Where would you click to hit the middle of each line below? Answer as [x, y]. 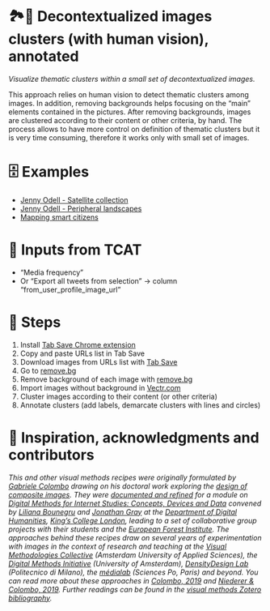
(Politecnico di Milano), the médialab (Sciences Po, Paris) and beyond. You [133, 572]
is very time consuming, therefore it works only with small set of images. [129, 137]
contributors [51, 455]
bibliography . [30, 598]
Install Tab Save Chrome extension [78, 344]
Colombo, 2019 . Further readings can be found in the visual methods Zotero [135, 589]
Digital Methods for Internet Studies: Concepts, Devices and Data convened [135, 503]
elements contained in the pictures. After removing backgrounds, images [130, 112]
